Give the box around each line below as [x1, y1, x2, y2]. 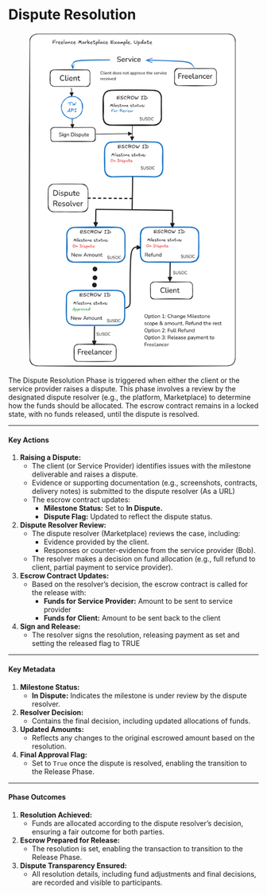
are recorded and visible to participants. [31, 877, 163, 887]
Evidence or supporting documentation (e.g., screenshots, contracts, [31, 478, 258, 488]
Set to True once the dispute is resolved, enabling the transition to [31, 758, 248, 768]
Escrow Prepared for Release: [19, 835, 121, 845]
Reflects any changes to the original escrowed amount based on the [31, 733, 256, 742]
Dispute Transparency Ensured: [19, 861, 127, 870]
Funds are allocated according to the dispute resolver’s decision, [31, 818, 244, 828]
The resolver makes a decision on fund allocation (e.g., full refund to [31, 555, 256, 564]
